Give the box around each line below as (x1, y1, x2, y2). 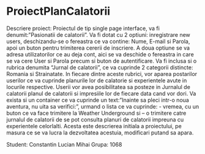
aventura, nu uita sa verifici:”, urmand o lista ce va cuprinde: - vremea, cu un (6, 102, 199, 110)
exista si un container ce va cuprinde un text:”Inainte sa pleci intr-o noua (6, 96, 190, 104)
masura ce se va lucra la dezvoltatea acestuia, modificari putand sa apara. (6, 129, 194, 136)
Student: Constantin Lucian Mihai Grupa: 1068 (6, 141, 122, 148)
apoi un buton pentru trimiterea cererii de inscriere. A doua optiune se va (6, 44, 190, 52)
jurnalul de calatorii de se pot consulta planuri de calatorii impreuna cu (6, 115, 184, 123)
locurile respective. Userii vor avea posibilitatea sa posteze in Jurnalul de (6, 83, 191, 90)
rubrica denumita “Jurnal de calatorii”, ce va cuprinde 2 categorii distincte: (6, 63, 193, 71)
